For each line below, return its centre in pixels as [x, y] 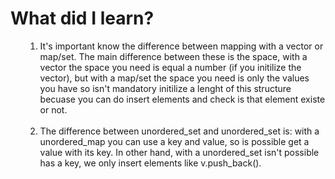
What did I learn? [82, 18]
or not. [53, 109]
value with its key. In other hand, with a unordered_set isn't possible [179, 152]
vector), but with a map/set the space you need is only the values [174, 78]
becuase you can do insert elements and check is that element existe [182, 99]
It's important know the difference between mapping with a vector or [181, 46]
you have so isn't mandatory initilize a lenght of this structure [165, 88]
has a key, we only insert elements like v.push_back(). [150, 163]
